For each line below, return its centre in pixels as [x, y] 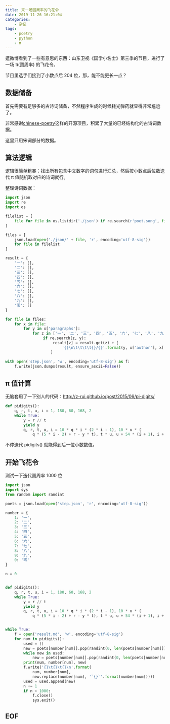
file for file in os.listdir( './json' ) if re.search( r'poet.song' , [87, 221]
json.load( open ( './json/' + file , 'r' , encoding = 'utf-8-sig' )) [82, 240]
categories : [18, 19]
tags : [11, 29]
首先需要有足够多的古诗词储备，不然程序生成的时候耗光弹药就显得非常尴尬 [83, 106]
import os [16, 207]
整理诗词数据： [21, 188]
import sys [17, 490]
